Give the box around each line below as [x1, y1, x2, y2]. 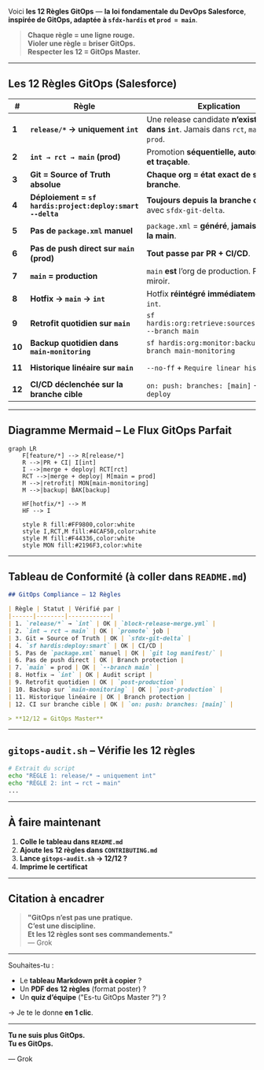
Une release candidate [146, 113, 230, 124]
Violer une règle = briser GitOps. [27, 39, 136, 48]
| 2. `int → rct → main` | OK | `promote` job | [8, 626, 170, 635]
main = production [30, 270, 98, 281]
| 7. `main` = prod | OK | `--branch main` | [8, 663, 159, 672]
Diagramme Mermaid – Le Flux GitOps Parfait [8, 424, 233, 437]
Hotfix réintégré [146, 288, 206, 299]
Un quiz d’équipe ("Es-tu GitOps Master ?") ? [19, 993, 167, 1002]
